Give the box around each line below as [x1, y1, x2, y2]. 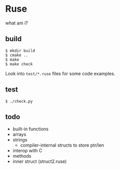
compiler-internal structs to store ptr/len [20, 142, 104, 148]
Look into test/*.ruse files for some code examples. [5, 70, 115, 76]
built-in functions [12, 126, 49, 132]
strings [12, 137, 27, 143]
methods [12, 153, 32, 159]
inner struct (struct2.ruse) [12, 158, 67, 164]
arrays [12, 131, 26, 137]
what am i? [5, 20, 28, 26]
